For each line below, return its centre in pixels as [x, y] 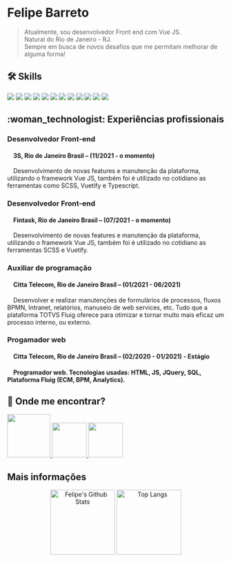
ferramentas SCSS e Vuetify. [48, 250]
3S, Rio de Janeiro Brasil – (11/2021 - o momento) [84, 155]
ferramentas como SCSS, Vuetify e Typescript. [73, 185]
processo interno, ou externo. [49, 322]
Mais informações [47, 477]
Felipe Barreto [48, 13]
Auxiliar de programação [49, 268]
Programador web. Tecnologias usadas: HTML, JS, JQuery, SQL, [108, 372]
